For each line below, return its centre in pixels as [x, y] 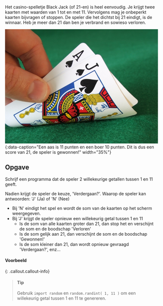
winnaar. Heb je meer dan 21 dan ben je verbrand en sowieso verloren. [76, 22]
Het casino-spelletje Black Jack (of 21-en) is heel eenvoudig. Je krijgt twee [80, 7]
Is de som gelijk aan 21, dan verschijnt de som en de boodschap [83, 234]
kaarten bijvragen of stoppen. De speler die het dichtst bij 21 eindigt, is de [79, 17]
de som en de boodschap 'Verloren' [55, 229]
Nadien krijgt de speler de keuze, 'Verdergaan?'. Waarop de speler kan [76, 193]
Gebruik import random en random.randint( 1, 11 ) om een [76, 293]
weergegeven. [26, 213]
